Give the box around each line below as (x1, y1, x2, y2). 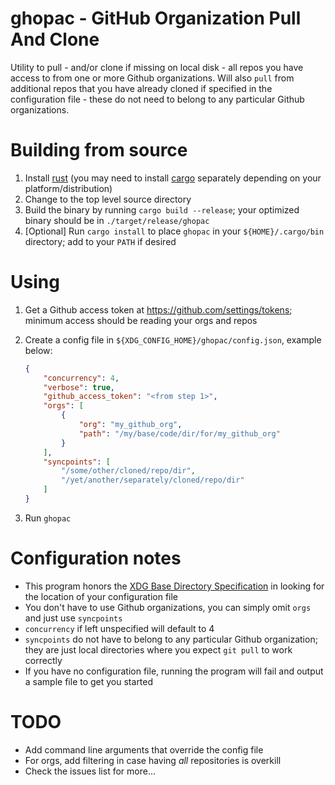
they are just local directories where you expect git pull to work (24, 643, 293, 656)
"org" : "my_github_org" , (78, 420, 183, 430)
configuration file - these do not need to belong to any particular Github (10, 93, 305, 105)
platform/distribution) (24, 182, 113, 194)
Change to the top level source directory (24, 193, 192, 205)
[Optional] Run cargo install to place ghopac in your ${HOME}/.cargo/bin (24, 225, 325, 237)
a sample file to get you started (24, 675, 154, 687)
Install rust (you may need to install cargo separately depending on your (24, 172, 322, 184)
